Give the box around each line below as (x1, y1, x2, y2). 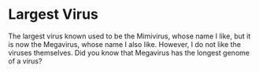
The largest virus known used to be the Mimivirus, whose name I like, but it (8, 31, 251, 41)
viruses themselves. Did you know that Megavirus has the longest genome (8, 48, 250, 57)
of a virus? (8, 56, 43, 66)
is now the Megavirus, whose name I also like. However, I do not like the (8, 39, 242, 49)
